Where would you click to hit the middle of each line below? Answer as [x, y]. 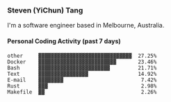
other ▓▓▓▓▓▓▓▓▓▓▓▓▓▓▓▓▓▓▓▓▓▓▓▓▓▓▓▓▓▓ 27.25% [82, 56]
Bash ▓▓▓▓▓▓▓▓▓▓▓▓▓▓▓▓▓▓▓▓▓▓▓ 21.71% [82, 68]
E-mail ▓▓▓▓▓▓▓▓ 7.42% [82, 80]
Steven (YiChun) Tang [45, 10]
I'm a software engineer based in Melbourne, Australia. [86, 25]
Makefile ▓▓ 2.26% [82, 92]
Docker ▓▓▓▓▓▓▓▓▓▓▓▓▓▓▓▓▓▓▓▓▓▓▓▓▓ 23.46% [82, 62]
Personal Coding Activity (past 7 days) [64, 41]
